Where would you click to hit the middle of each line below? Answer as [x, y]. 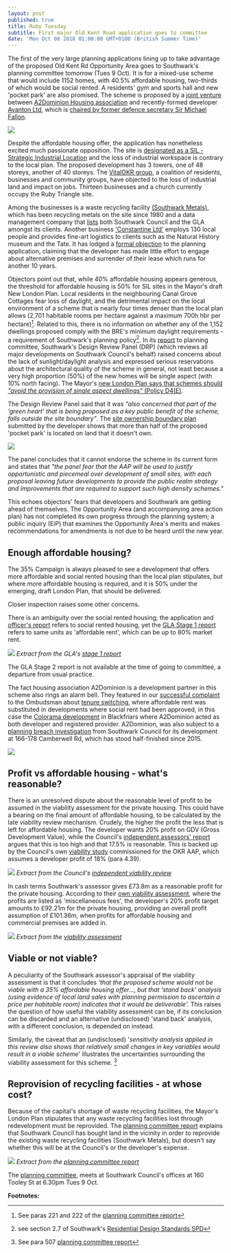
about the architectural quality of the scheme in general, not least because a [115, 369]
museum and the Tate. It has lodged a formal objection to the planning [107, 244]
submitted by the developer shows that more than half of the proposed [108, 426]
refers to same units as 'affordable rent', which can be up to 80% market [110, 632]
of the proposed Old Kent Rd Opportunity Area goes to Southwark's [103, 66]
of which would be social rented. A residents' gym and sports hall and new [113, 88]
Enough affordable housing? [70, 552]
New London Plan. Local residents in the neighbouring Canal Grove [102, 294]
